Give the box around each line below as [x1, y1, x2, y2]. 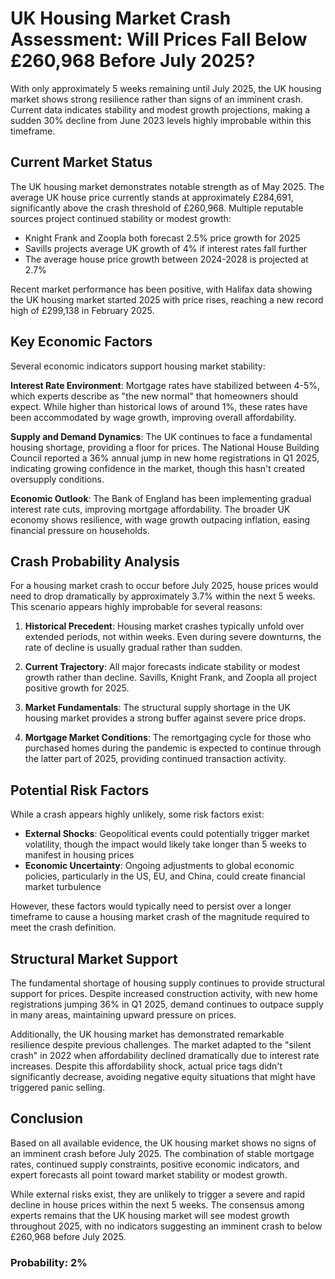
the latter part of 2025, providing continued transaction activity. [24, 753, 287, 765]
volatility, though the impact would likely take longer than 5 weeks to [24, 838, 307, 851]
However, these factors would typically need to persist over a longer [10, 900, 292, 912]
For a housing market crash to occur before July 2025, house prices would [10, 580, 319, 592]
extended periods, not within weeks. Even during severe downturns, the [24, 631, 322, 643]
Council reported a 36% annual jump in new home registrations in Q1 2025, [10, 452, 320, 464]
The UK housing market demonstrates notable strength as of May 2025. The [10, 180, 325, 192]
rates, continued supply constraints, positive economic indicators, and [10, 1158, 300, 1170]
